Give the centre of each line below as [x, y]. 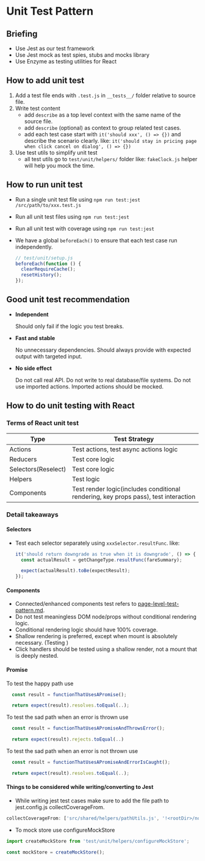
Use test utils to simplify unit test [56, 152]
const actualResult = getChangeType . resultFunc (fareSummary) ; [102, 560]
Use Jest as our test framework [55, 48]
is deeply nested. [37, 656]
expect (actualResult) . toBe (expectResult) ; [76, 571]
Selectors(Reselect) [38, 469]
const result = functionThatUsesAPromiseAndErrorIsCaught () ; [91, 762]
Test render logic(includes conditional [126, 489]
